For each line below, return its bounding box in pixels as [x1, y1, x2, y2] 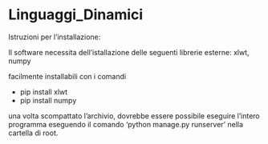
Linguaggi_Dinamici [8, 6, 144, 24]
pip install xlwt [19, 86, 68, 97]
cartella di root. [8, 128, 59, 138]
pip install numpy [19, 95, 77, 105]
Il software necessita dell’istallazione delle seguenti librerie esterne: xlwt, [8, 47, 250, 57]
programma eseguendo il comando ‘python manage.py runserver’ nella [8, 119, 243, 129]
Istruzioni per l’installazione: [8, 32, 101, 42]
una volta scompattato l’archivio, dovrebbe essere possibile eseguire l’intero [8, 110, 260, 121]
